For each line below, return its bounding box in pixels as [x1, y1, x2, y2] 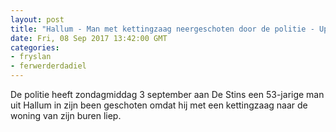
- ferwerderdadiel [10, 61, 87, 71]
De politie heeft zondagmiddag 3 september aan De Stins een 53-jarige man [10, 89, 325, 100]
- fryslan [10, 52, 52, 62]
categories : [10, 42, 60, 53]
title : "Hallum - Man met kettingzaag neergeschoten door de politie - [10, 24, 315, 34]
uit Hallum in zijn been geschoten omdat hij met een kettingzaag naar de [10, 99, 308, 111]
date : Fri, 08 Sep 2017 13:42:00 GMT [10, 33, 168, 43]
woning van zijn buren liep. [10, 110, 122, 121]
